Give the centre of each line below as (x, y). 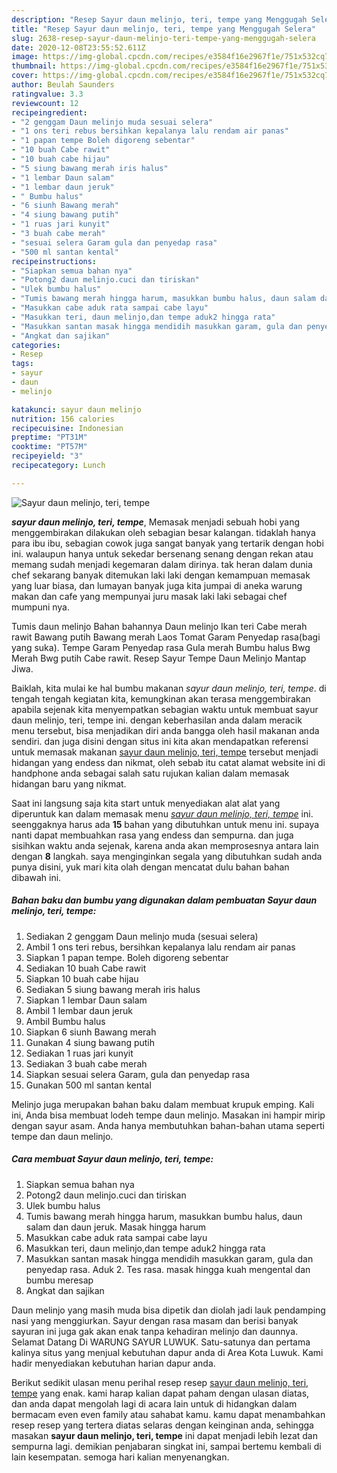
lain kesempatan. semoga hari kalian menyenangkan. (120, 1457)
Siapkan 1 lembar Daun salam (86, 1000)
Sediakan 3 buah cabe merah (86, 1063)
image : (25, 57)
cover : (25, 76)
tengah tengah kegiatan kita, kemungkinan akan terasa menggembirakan (161, 698)
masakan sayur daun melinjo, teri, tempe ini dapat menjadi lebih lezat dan (165, 1435)
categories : (36, 345)
